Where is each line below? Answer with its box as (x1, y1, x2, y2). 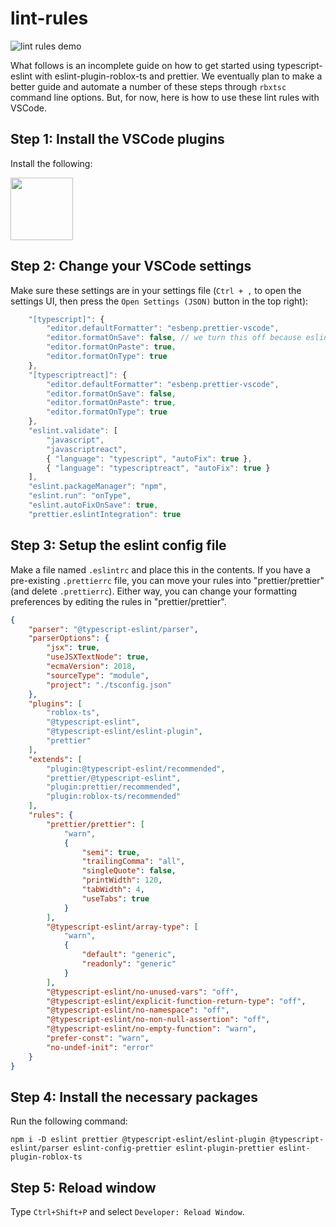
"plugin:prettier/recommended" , (46, 782, 182, 792)
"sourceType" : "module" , (46, 670, 150, 681)
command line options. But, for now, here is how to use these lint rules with (10, 91, 320, 103)
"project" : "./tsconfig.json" (46, 680, 172, 690)
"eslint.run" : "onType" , (28, 491, 132, 501)
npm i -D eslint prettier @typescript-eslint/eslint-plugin (10, 1135, 267, 1145)
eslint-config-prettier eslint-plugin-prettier (73, 1143, 275, 1154)
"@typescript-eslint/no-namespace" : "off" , (46, 1005, 230, 1016)
